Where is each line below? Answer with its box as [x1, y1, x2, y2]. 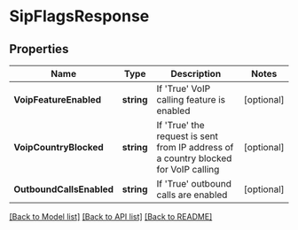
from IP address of [156, 142, 234, 153]
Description [170, 68, 222, 80]
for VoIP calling [156, 164, 220, 175]
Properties [9, 42, 69, 57]
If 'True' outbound [156, 178, 232, 189]
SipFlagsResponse [9, 6, 150, 27]
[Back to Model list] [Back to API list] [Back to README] [9, 211, 213, 222]
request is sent [156, 130, 219, 142]
